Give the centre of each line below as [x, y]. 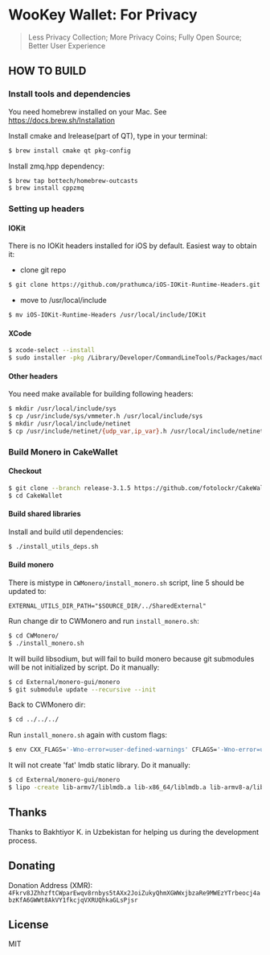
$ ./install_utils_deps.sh [53, 546]
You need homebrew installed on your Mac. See [88, 111]
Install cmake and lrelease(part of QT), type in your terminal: [108, 135]
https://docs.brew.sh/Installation [61, 120]
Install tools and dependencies [70, 94]
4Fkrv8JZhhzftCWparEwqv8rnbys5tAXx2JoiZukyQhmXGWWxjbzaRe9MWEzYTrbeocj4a [135, 893]
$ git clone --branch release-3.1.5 [70, 488]
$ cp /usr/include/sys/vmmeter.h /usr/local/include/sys [106, 417]
